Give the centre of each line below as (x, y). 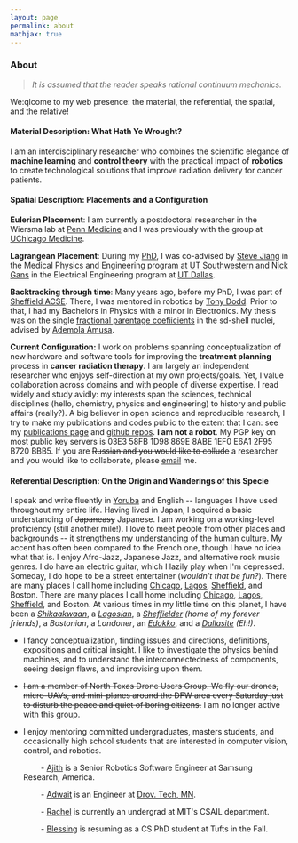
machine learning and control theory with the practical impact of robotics (146, 160)
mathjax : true (36, 34)
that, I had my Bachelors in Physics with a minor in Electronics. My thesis (143, 311)
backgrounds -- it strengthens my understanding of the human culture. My (146, 538)
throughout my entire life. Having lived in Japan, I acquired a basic (131, 510)
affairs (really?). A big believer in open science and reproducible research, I (148, 413)
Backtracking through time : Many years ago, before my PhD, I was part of (146, 292)
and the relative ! (39, 111)
